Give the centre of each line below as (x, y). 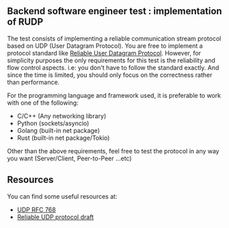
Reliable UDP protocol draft (55, 217)
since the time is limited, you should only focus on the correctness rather (110, 75)
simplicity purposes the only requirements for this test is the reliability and (111, 60)
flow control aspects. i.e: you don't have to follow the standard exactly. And (113, 67)
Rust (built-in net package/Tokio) (63, 138)
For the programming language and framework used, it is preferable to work (114, 95)
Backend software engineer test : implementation (114, 11)
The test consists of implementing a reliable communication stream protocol (114, 38)
